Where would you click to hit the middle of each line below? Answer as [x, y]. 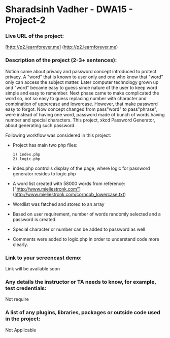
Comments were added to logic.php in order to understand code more [86, 239]
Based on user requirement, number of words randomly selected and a [87, 214]
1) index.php [26, 154]
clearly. [20, 244]
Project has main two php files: [45, 145]
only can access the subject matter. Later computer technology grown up [82, 82]
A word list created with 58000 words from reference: [69, 183]
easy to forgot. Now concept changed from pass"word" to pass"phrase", [81, 109]
